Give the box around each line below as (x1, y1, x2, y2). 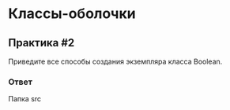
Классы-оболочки (8, 5, 136, 23)
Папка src (8, 94, 42, 104)
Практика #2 (8, 36, 75, 49)
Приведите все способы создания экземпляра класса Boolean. (8, 57, 223, 66)
